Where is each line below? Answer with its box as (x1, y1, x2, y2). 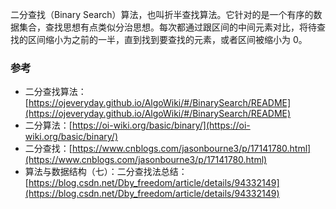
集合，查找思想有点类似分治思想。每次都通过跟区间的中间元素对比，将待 (18, 21, 317, 33)
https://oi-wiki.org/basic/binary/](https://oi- (71, 119, 251, 132)
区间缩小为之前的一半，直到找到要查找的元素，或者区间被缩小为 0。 (27, 34, 308, 45)
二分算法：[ (24, 119, 73, 132)
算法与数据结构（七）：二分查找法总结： (24, 166, 188, 178)
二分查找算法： (24, 86, 87, 98)
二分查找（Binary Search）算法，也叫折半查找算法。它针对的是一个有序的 (10, 9, 314, 20)
